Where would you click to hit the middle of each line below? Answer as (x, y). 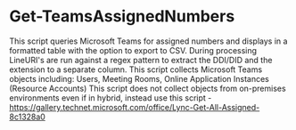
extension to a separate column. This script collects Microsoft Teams (136, 69)
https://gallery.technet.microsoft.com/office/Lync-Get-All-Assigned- (135, 107)
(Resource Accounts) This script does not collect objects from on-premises (148, 88)
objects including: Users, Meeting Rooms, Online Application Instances (139, 78)
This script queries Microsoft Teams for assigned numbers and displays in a (148, 41)
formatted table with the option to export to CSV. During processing (133, 50)
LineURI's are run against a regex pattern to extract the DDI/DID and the (141, 60)
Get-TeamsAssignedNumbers (122, 16)
